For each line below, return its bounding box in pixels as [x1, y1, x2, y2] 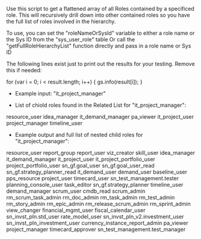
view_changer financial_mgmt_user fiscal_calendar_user [6, 207, 146, 214]
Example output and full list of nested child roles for [14, 132, 143, 138]
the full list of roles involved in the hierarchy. [6, 18, 116, 25]
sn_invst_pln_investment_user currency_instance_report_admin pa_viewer [6, 219, 188, 226]
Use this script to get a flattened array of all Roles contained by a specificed [6, 5, 194, 12]
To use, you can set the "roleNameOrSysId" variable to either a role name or [6, 29, 195, 37]
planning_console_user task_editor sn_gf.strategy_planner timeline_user [6, 181, 184, 188]
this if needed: [6, 67, 42, 74]
